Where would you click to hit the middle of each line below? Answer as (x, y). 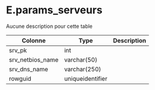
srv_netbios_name (34, 60)
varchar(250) (82, 69)
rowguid (20, 78)
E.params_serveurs (54, 10)
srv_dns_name (29, 69)
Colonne (34, 40)
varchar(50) (81, 60)
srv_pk (18, 50)
